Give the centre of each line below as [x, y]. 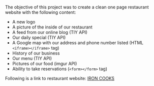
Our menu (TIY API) [32, 58]
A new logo [24, 22]
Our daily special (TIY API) [39, 37]
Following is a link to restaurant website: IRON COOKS [60, 78]
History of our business [36, 53]
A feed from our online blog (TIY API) [50, 32]
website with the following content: [41, 12]
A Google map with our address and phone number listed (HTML [78, 43]
